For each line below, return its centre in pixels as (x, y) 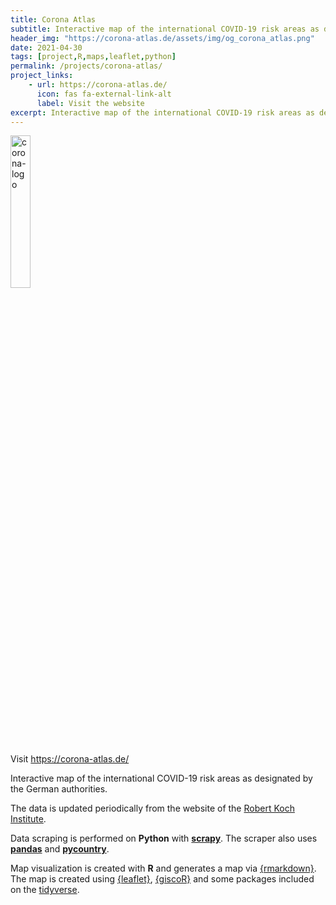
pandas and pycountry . (60, 849)
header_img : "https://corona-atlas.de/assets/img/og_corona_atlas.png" (162, 38)
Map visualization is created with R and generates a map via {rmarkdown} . (163, 868)
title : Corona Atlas (53, 19)
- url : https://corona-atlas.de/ (98, 85)
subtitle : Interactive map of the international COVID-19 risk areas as (165, 29)
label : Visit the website (90, 103)
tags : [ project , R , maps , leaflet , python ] (93, 57)
